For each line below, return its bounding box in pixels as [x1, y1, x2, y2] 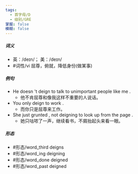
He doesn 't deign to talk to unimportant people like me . [12, 88, 131, 94]
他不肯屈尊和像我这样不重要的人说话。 [20, 94, 101, 100]
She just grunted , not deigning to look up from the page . [12, 112, 133, 118]
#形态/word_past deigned [12, 163, 67, 169]
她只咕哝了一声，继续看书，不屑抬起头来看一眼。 [20, 118, 123, 124]
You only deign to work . [12, 100, 64, 107]
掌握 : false [5, 21, 29, 27]
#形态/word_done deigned [12, 157, 68, 163]
